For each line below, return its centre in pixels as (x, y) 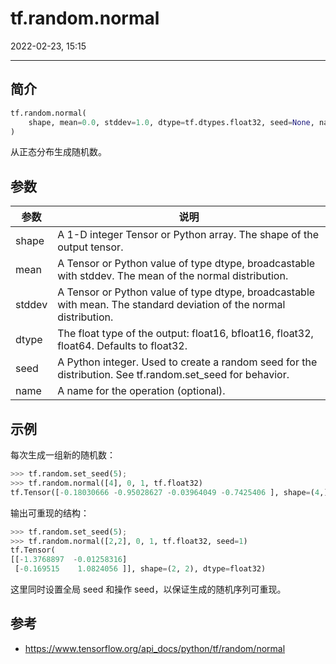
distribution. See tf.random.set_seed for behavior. (173, 375)
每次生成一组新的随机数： (63, 455)
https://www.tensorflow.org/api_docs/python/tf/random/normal (155, 648)
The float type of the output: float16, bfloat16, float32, (185, 334)
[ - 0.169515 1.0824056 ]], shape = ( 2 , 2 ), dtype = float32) (140, 569)
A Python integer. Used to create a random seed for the (187, 362)
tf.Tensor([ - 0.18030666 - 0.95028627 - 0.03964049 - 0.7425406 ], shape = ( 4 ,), (171, 492)
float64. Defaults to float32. (122, 346)
